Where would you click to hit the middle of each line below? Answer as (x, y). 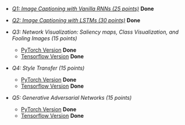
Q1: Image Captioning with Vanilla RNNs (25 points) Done (83, 9)
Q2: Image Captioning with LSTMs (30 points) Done (76, 20)
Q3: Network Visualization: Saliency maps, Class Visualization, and (95, 32)
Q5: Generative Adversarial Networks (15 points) (72, 98)
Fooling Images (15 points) (45, 38)
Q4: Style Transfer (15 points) (48, 68)
